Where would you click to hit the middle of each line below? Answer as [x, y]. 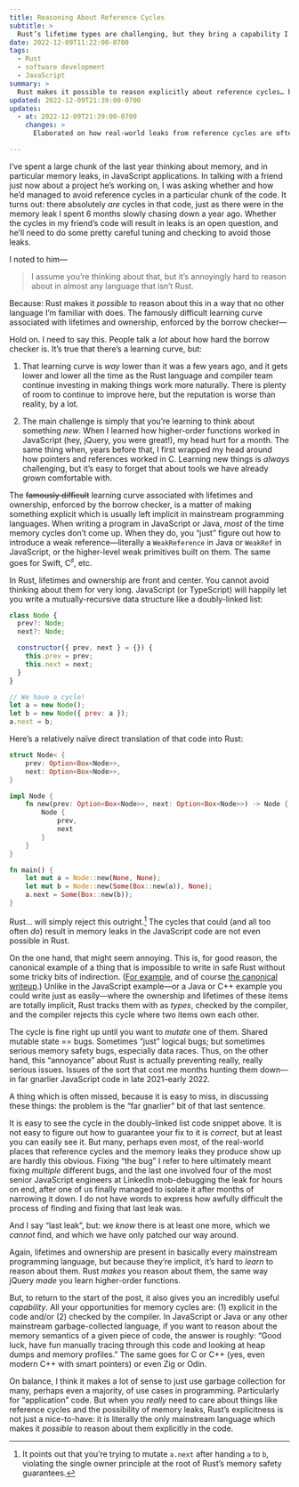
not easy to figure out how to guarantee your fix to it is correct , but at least [146, 1132]
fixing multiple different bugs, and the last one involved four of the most [141, 1170]
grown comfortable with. [67, 478]
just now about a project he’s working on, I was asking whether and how [141, 185]
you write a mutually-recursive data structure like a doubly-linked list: [136, 599]
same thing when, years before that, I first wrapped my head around [147, 449]
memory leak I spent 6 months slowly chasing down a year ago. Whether [143, 214]
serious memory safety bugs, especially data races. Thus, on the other [139, 1050]
